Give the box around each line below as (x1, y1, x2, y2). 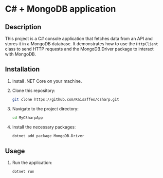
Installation (5, 65, 40, 73)
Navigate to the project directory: (12, 106, 79, 111)
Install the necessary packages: (12, 124, 76, 130)
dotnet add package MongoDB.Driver (12, 133, 85, 138)
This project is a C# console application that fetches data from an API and (5, 36, 153, 41)
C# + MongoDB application (5, 3, 116, 15)
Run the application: (12, 160, 53, 166)
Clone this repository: (12, 88, 55, 93)
